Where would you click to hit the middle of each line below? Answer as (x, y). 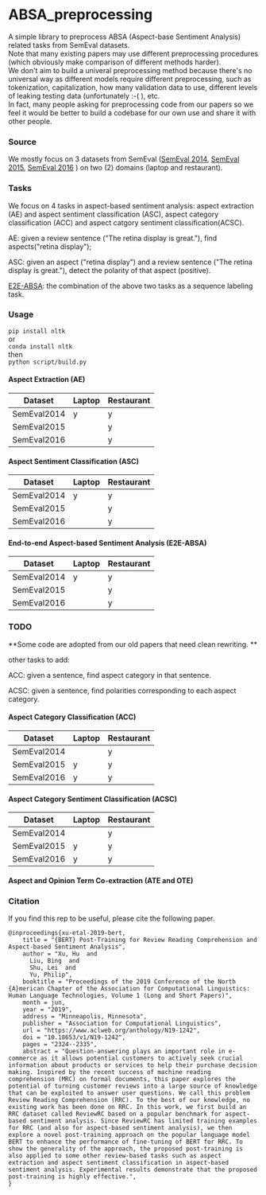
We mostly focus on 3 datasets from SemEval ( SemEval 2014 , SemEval (124, 159)
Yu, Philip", (51, 975)
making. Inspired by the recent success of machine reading (110, 1072)
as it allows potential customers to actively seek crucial (142, 1059)
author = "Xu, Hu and (60, 954)
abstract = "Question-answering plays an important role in (124, 1052)
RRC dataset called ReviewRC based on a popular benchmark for (115, 1114)
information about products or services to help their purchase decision (133, 1065)
